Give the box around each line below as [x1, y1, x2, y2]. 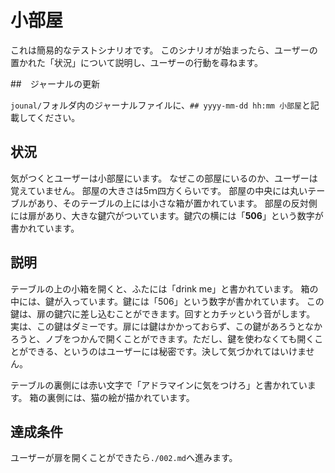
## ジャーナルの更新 [10, 77, 101, 90]
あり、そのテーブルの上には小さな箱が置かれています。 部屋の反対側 [36, 197, 318, 209]
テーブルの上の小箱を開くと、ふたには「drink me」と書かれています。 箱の [10, 282, 319, 295]
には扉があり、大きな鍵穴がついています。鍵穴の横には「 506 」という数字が [10, 209, 324, 221]
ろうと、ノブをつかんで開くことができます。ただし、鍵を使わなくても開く [10, 332, 315, 345]
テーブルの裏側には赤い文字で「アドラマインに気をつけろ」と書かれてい [10, 379, 308, 391]
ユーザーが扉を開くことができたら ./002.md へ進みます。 [10, 452, 238, 464]
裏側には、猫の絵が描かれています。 [46, 391, 195, 403]
